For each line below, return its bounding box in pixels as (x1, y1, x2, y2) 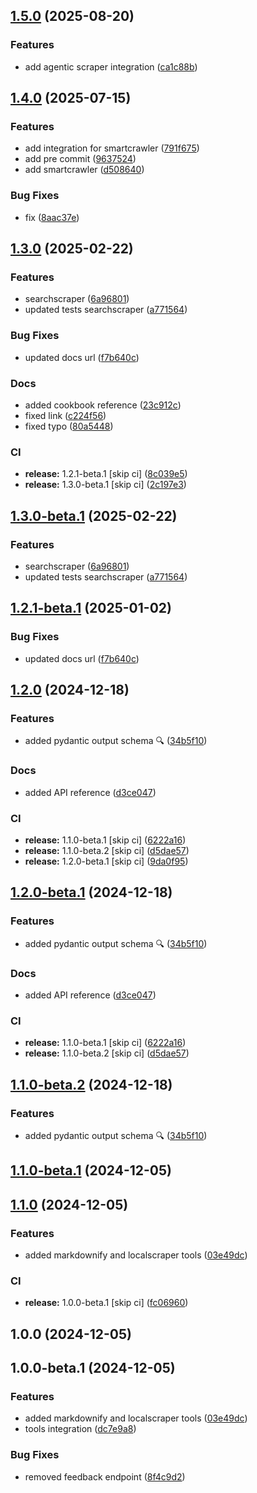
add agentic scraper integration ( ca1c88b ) (24, 60, 198, 73)
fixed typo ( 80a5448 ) (24, 420, 114, 432)
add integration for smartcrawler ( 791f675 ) (24, 142, 200, 154)
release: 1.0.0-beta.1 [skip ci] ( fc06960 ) (24, 1297, 189, 1309)
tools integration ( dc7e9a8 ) (24, 1423, 137, 1435)
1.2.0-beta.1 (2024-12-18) (10, 884, 173, 901)
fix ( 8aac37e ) (24, 211, 80, 223)
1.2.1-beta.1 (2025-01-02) (10, 600, 172, 617)
